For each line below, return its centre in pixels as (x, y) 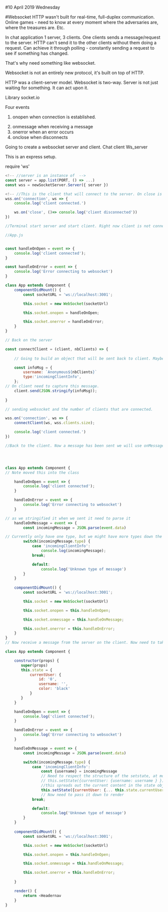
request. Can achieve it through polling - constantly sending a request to (80, 48)
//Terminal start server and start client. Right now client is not (78, 226)
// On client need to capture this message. (52, 386)
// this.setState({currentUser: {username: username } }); (103, 781)
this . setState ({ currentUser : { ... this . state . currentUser (102, 790)
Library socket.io (22, 98)
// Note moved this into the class (42, 473)
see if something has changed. (37, 53)
